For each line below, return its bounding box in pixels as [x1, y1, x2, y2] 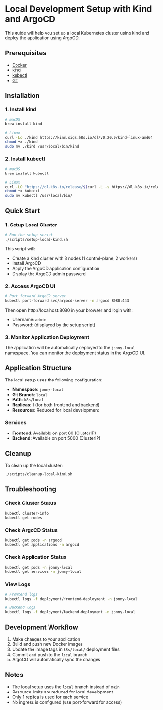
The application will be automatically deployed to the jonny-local [5, 345, 136, 351]
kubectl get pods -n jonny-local [5, 565, 73, 570]
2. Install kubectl [5, 156, 45, 162]
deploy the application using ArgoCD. [5, 35, 80, 41]
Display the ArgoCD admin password [12, 271, 86, 277]
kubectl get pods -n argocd [5, 538, 62, 543]
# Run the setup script [5, 232, 53, 237]
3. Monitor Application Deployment [5, 334, 90, 341]
